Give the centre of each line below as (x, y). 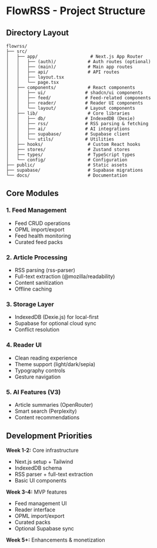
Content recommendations (47, 417)
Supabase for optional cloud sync (55, 324)
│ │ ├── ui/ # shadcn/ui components (75, 93)
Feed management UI (41, 503)
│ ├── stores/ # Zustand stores (68, 149)
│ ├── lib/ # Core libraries (68, 113)
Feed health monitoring (43, 236)
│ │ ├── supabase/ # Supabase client (68, 134)
